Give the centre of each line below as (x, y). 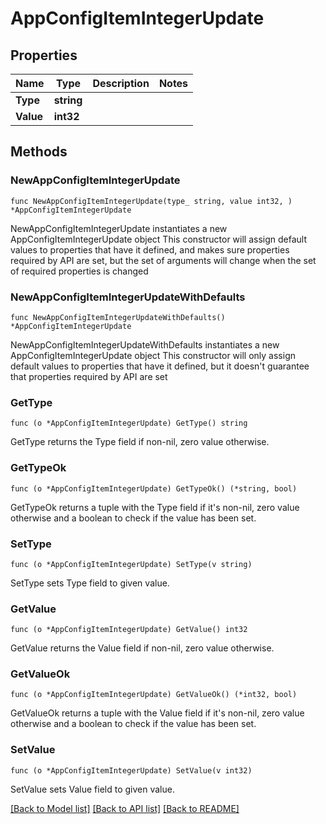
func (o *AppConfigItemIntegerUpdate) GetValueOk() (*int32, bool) (154, 695)
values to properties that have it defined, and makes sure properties (150, 249)
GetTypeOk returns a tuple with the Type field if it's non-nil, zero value (155, 507)
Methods (39, 152)
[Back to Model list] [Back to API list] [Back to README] (125, 808)
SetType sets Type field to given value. (90, 583)
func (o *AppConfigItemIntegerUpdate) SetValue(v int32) (131, 770)
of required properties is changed (79, 271)
